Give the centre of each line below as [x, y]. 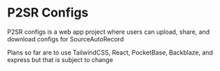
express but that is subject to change [60, 59]
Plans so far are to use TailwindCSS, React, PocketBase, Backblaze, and [110, 52]
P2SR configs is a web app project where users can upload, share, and [109, 32]
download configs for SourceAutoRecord [66, 39]
